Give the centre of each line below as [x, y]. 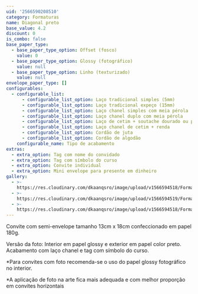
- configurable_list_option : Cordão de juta [77, 133]
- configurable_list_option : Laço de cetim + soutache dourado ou [105, 122]
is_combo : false [26, 39]
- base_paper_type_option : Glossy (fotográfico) [72, 61]
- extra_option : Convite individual [56, 166]
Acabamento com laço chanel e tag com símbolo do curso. [77, 251]
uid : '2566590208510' [33, 12]
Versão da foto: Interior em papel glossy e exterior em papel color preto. [94, 244]
